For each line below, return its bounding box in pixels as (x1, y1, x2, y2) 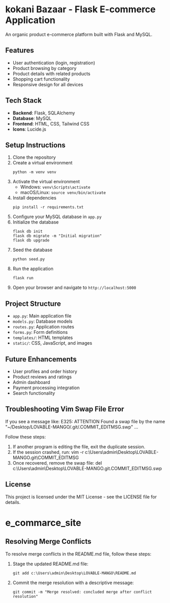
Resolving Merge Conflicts (5, 537, 92, 546)
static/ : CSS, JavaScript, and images (12, 340, 93, 346)
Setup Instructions (5, 140, 66, 149)
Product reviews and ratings (12, 374, 72, 380)
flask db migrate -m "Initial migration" (12, 233, 102, 238)
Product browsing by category (12, 65, 77, 71)
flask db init (12, 229, 43, 234)
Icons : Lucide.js (12, 126, 47, 132)
